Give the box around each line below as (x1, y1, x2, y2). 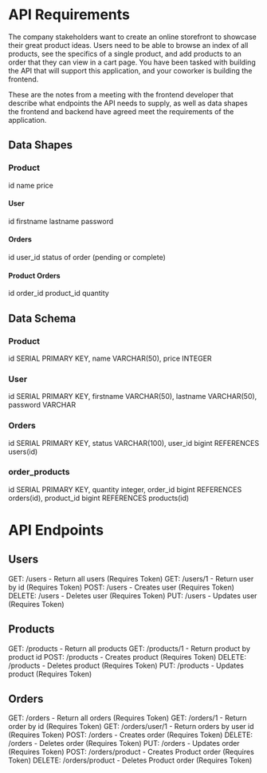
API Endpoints (8, 521, 104, 539)
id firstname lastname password (8, 216, 114, 226)
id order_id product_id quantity (8, 289, 109, 298)
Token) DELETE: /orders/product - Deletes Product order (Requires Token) (8, 755, 253, 765)
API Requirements (8, 6, 130, 24)
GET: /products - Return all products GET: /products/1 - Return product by (8, 644, 251, 653)
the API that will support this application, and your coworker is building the (8, 65, 253, 75)
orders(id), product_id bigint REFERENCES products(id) (8, 493, 190, 503)
